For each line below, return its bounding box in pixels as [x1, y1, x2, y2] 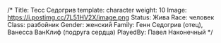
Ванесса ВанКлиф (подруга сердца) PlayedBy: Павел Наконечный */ [7, 28, 213, 36]
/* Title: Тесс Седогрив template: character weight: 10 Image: [7, 6, 187, 14]
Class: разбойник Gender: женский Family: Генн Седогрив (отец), [7, 21, 203, 28]
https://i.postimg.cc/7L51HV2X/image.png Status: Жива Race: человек [7, 13, 215, 21]
